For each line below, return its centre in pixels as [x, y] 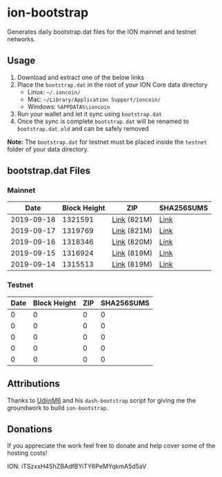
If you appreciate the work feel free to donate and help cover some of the [111, 446]
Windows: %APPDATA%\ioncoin [69, 106]
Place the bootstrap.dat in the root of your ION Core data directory [112, 85]
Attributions [34, 384]
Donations [30, 429]
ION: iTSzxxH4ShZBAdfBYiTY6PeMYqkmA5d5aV [77, 467]
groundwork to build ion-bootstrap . [58, 407]
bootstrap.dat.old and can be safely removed [83, 128]
